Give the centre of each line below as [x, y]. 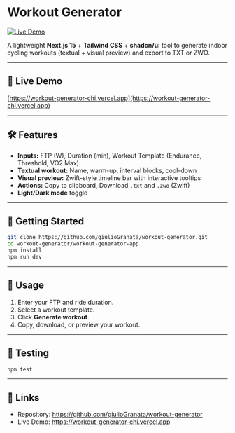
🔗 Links [23, 398]
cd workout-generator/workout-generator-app [73, 244]
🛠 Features [33, 135]
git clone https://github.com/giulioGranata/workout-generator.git [108, 238]
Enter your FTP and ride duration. [65, 302]
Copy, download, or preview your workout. [79, 324]
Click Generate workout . [53, 317]
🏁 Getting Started [46, 221]
